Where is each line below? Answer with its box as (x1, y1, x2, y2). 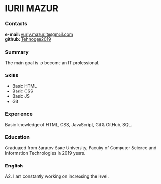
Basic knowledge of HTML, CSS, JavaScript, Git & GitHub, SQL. (5, 122, 133, 128)
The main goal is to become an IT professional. (5, 59, 100, 66)
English (5, 162, 23, 169)
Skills (5, 72, 19, 78)
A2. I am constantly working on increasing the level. (5, 173, 109, 179)
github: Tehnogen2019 (5, 37, 51, 42)
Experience (5, 110, 33, 117)
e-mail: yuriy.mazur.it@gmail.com (5, 31, 73, 37)
